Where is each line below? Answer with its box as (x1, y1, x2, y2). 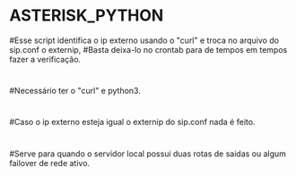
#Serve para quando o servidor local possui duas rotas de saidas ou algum (9, 148, 287, 159)
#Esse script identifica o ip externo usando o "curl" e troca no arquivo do (9, 35, 280, 46)
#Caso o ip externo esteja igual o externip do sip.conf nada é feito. (9, 117, 256, 128)
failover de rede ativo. (9, 157, 91, 168)
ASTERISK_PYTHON (9, 5, 164, 26)
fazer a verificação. (9, 54, 82, 64)
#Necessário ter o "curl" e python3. (9, 86, 141, 96)
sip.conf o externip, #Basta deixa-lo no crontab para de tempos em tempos (9, 44, 288, 54)
